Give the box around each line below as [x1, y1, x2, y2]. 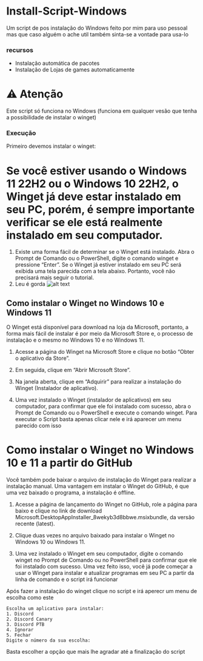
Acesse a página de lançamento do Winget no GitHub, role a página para [15, 501, 198, 508]
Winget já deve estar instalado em [6, 190, 182, 204]
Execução [6, 129, 36, 138]
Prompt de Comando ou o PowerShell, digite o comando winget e [15, 254, 179, 262]
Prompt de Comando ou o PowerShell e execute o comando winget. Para [15, 409, 198, 416]
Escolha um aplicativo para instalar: [6, 606, 104, 612]
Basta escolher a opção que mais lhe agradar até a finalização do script [6, 648, 185, 656]
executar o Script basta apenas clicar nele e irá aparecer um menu [15, 416, 182, 423]
